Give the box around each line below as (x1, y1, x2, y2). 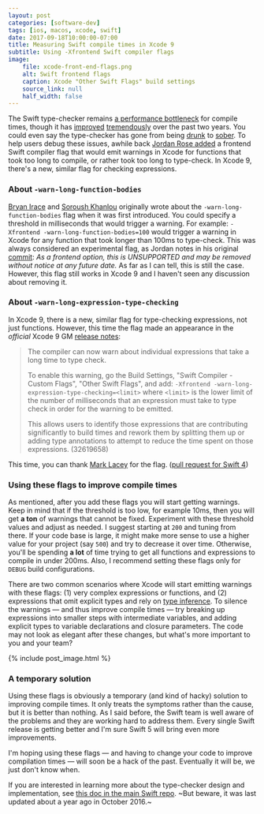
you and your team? (8, 638, 73, 648)
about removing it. (8, 277, 68, 286)
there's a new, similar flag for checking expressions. (8, 164, 177, 174)
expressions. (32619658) (27, 444, 109, 454)
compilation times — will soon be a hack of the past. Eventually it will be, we (8, 756, 255, 766)
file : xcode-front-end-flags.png (22, 63, 132, 71)
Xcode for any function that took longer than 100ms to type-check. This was (8, 235, 256, 245)
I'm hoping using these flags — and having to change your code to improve (8, 749, 253, 758)
